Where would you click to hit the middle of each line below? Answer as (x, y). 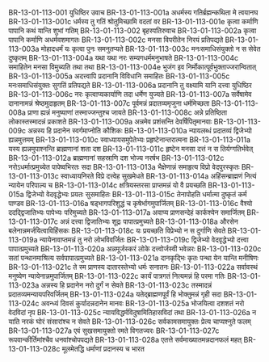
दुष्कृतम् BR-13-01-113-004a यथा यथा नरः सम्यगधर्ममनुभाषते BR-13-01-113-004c (124, 58)
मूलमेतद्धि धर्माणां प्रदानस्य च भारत (103, 349)
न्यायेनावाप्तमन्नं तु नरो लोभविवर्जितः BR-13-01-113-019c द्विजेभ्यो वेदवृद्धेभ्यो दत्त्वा (144, 240)
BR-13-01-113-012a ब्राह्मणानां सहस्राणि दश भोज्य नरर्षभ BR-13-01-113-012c (116, 158)
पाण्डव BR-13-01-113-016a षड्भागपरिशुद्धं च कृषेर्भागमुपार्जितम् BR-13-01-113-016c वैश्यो (130, 203)
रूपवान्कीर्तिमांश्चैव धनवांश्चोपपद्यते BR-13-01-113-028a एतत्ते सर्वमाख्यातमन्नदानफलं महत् (125, 340)
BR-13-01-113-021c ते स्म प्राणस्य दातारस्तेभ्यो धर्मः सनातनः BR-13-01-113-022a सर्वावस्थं (133, 267)
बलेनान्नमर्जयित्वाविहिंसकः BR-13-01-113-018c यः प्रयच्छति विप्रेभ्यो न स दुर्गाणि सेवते (117, 231)
